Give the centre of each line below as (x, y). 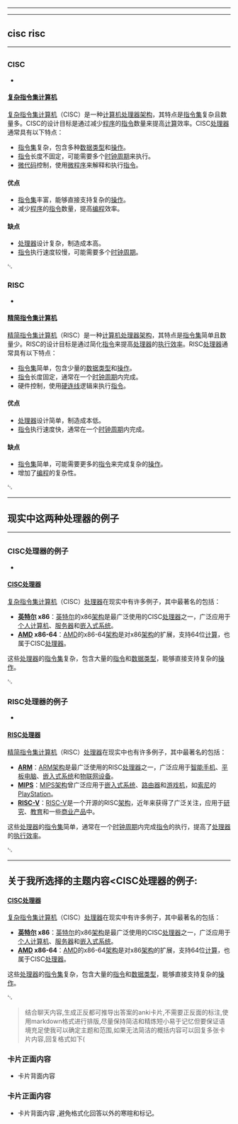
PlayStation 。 (37, 794)
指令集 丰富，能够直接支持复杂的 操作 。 (73, 200)
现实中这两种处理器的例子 (63, 518)
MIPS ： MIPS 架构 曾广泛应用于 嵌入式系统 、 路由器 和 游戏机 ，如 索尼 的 (117, 784)
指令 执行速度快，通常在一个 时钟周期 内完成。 (83, 429)
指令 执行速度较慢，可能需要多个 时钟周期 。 (80, 252)
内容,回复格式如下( (58, 1039)
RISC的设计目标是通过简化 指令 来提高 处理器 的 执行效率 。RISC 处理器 (124, 344)
